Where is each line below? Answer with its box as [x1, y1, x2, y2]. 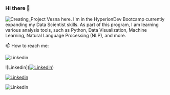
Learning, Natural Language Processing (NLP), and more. [5, 33, 126, 39]
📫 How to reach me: [5, 43, 49, 49]
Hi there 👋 [5, 5, 31, 12]
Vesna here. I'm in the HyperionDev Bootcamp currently [47, 16, 165, 22]
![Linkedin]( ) [5, 64, 54, 70]
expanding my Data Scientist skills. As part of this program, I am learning [5, 21, 159, 28]
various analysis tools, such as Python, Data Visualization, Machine [5, 27, 147, 33]
